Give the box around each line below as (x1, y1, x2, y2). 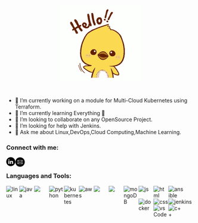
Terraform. (14, 103, 42, 110)
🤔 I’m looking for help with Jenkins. (14, 122, 101, 129)
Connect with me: (6, 144, 59, 152)
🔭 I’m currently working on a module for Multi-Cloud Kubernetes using (14, 97, 188, 104)
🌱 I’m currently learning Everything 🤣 (14, 110, 106, 117)
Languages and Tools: (6, 172, 72, 180)
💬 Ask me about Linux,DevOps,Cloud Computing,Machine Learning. (14, 129, 182, 136)
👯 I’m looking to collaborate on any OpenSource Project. (14, 116, 153, 123)
